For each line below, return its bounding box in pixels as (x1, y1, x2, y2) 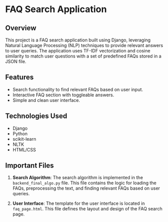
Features (5, 73, 34, 82)
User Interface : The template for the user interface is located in (12, 200, 145, 206)
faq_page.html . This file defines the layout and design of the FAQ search (12, 206, 162, 212)
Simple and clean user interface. (12, 97, 80, 103)
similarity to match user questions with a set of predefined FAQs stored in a (5, 53, 161, 59)
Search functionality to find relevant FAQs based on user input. (12, 86, 143, 92)
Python (12, 130, 28, 137)
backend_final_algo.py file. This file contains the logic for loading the (12, 180, 157, 186)
